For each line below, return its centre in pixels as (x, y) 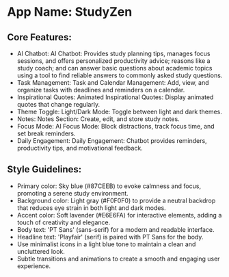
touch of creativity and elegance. (64, 222)
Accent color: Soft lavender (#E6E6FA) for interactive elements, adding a (119, 215)
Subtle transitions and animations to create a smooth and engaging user (118, 259)
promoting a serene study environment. (72, 193)
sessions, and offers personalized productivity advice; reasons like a (113, 61)
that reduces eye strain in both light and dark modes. (91, 208)
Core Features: (39, 37)
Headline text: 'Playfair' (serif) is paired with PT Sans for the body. (110, 237)
